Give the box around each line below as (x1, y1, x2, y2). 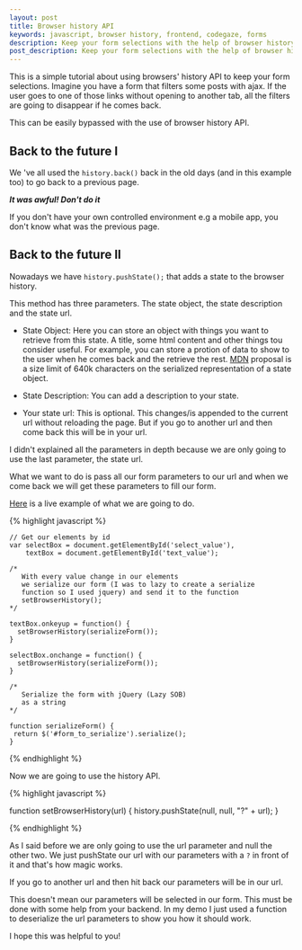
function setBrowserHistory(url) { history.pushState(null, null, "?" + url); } (9, 805, 279, 816)
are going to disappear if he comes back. (9, 100, 162, 111)
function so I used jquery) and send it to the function (21, 588, 240, 597)
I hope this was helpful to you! (9, 930, 121, 941)
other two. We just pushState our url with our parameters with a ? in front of (9, 849, 289, 860)
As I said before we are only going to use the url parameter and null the (9, 839, 272, 850)
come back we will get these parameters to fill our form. (9, 480, 217, 491)
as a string (21, 697, 67, 706)
